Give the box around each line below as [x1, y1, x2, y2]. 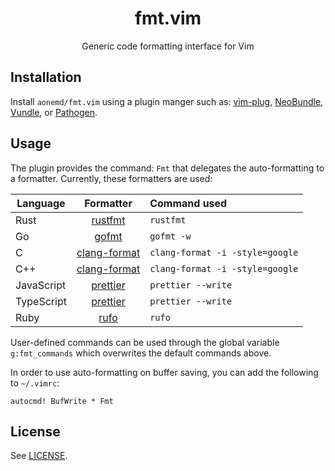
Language [16, 196, 66, 210]
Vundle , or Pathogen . [10, 106, 98, 118]
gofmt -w [149, 230, 192, 242]
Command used [149, 196, 228, 210]
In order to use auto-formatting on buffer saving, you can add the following [10, 366, 319, 378]
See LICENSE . [10, 450, 68, 462]
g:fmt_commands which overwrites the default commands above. [10, 347, 272, 359]
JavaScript [15, 278, 67, 292]
